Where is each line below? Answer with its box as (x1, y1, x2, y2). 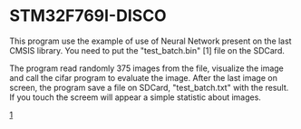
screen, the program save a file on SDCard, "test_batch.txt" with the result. (9, 82, 289, 93)
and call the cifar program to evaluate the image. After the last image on (9, 72, 278, 83)
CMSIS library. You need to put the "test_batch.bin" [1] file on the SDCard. (9, 45, 286, 55)
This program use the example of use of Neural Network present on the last (9, 35, 292, 46)
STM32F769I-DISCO (9, 5, 167, 26)
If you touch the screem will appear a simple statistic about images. (9, 92, 261, 103)
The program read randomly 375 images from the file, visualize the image (9, 63, 284, 74)
